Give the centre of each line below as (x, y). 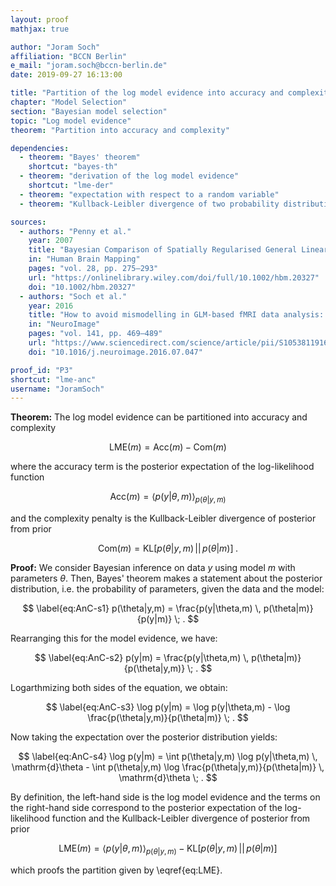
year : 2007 (51, 241)
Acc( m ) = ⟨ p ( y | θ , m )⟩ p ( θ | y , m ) (168, 498)
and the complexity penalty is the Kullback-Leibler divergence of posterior (163, 518)
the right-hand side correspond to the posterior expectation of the (146, 808)
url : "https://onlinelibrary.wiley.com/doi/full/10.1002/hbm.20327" (174, 277)
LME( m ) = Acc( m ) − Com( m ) (168, 447)
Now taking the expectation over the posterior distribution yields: (144, 737)
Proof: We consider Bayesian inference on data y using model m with (153, 568)
